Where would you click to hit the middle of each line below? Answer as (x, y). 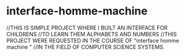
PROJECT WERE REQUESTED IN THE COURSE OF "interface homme (93, 40)
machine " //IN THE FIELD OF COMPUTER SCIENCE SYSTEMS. (85, 47)
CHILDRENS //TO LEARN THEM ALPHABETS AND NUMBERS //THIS (92, 34)
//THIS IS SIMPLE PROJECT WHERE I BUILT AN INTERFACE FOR (87, 28)
